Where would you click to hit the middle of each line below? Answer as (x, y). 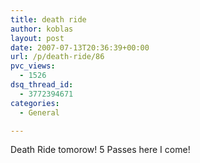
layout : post (37, 38)
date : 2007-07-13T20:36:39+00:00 (80, 47)
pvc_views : (33, 66)
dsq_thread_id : (42, 85)
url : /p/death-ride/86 (57, 57)
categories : (35, 103)
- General (39, 112)
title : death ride (48, 19)
